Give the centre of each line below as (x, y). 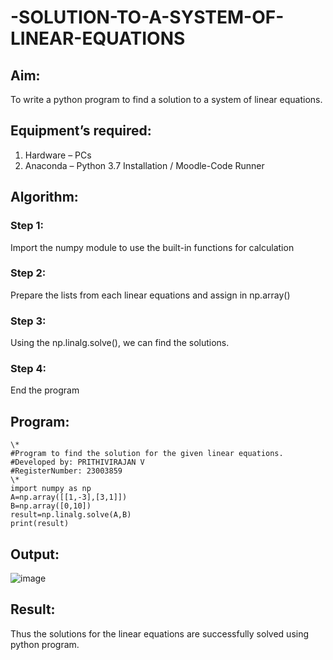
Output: (35, 554)
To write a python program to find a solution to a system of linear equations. (166, 99)
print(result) (40, 524)
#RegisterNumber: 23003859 (66, 471)
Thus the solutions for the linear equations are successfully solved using (160, 633)
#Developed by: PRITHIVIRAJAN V (77, 462)
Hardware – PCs (58, 155)
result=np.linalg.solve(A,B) (71, 515)
